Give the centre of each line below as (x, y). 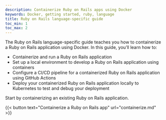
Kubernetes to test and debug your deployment (61, 88)
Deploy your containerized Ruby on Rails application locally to (76, 83)
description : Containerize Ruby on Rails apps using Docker (69, 10)
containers (23, 68)
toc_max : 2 (16, 28)
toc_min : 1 (16, 23)
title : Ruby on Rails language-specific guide (54, 19)
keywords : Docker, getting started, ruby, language (60, 14)
